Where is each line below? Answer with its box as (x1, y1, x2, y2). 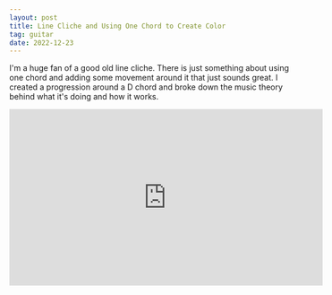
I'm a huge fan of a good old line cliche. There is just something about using (9, 63, 289, 74)
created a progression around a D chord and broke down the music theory (9, 82, 284, 92)
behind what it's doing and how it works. (9, 91, 159, 102)
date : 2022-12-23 (9, 38, 74, 48)
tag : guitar (9, 30, 54, 39)
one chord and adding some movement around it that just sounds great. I (9, 73, 278, 83)
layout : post (9, 13, 58, 22)
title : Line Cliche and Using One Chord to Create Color (9, 22, 226, 30)
